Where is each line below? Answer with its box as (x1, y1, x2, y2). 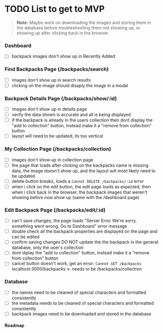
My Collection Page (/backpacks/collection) (4, 146, 111, 153)
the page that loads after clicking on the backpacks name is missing (11, 162, 149, 168)
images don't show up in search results (11, 77, 91, 83)
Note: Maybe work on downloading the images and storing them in (16, 20, 152, 25)
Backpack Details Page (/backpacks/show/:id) (4, 95, 117, 102)
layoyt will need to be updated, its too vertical (11, 133, 103, 139)
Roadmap (4, 322, 25, 328)
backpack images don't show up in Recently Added (11, 53, 116, 59)
